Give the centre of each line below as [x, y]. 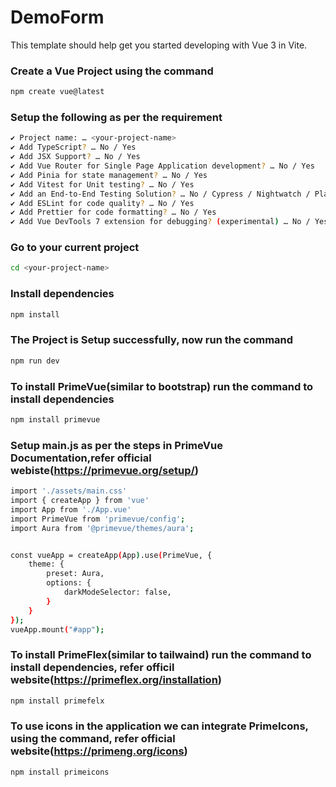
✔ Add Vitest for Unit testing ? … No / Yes [102, 184]
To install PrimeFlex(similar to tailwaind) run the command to [161, 655]
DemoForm [57, 17]
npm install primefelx [57, 701]
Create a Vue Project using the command [112, 71]
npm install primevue [55, 419]
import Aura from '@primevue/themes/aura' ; [102, 528]
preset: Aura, [75, 574]
